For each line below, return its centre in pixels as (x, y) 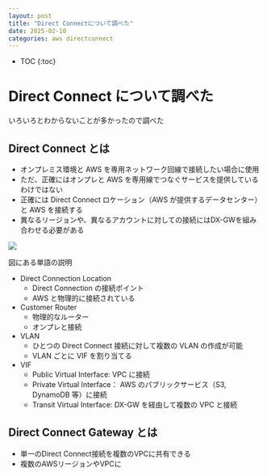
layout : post (30, 16)
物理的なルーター (60, 317)
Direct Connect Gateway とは (83, 433)
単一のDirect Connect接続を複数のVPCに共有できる (105, 453)
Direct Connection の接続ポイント (88, 288)
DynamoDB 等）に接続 (69, 394)
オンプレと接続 (57, 327)
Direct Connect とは (59, 148)
